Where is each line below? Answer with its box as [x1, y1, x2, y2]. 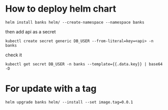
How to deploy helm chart [5, 3, 116, 15]
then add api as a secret [5, 28, 56, 34]
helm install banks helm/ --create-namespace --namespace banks [5, 20, 145, 25]
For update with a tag [5, 83, 97, 94]
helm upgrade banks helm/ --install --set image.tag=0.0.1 [5, 99, 133, 104]
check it [5, 52, 22, 58]
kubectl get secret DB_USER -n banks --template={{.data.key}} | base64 [5, 61, 163, 66]
